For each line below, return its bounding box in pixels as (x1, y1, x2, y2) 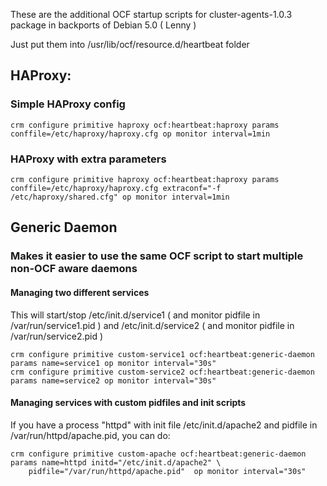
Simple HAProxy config (10, 97, 126, 111)
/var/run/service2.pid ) (10, 330, 104, 342)
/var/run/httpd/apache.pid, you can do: (10, 429, 171, 441)
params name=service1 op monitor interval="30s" (10, 358, 217, 368)
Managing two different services (10, 286, 150, 298)
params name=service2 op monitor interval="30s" (10, 375, 217, 386)
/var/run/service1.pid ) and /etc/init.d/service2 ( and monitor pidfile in (10, 319, 295, 331)
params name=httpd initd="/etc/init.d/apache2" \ (10, 457, 222, 468)
